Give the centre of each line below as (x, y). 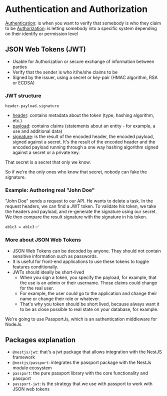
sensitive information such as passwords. (55, 256)
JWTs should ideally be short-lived (48, 272)
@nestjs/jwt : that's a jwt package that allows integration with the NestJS (87, 352)
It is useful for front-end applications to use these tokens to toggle (80, 261)
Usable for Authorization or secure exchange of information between (83, 61)
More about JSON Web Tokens (43, 240)
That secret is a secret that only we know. (48, 162)
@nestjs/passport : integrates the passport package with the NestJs (82, 362)
